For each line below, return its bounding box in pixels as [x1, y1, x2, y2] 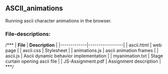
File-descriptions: [5, 30, 51, 37]
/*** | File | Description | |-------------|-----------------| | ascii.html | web [5, 42, 162, 48]
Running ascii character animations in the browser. [5, 17, 112, 23]
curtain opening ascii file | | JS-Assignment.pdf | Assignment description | [5, 58, 161, 64]
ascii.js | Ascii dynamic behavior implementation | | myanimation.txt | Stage [5, 53, 163, 59]
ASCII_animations [5, 4, 63, 13]
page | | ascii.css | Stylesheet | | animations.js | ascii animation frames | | [5, 47, 159, 54]
